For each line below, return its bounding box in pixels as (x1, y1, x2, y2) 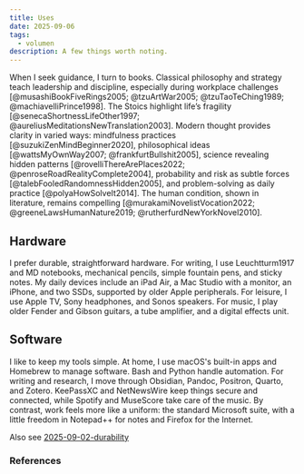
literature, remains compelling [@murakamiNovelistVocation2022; (9, 197, 256, 209)
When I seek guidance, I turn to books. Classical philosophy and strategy (9, 72, 283, 83)
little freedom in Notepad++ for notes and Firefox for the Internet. (9, 414, 254, 425)
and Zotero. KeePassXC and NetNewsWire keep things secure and (9, 385, 259, 396)
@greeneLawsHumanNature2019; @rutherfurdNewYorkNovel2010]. (9, 207, 263, 218)
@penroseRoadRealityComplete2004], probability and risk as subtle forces (9, 169, 290, 180)
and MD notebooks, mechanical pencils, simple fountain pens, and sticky (9, 267, 283, 278)
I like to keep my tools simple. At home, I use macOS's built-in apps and (9, 356, 277, 367)
